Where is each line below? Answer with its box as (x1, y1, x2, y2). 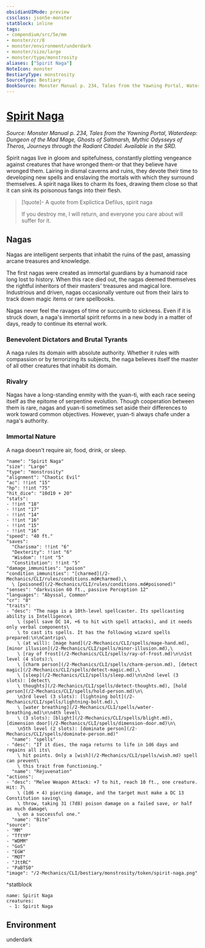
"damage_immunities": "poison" (6, 565, 86, 571)
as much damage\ (6, 806, 48, 812)
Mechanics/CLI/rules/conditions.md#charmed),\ (6, 576, 127, 582)
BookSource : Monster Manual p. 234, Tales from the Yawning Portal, (6, 83, 184, 89)
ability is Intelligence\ (6, 613, 72, 619)
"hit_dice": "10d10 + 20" (6, 490, 72, 496)
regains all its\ (6, 747, 51, 753)
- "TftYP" (6, 832, 32, 839)
